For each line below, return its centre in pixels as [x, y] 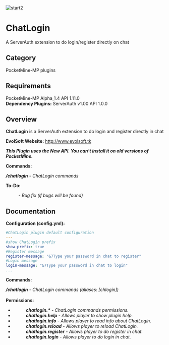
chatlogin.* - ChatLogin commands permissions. [77, 310]
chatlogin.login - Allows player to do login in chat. [78, 337]
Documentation [31, 211]
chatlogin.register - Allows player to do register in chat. [84, 332]
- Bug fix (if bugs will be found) [51, 195]
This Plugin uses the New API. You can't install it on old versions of [77, 151]
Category [21, 58]
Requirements [28, 86]
